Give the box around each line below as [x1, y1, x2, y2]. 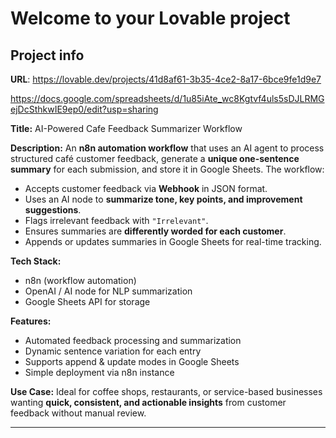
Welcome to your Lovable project [10, 7, 291, 30]
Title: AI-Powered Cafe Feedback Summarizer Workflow [10, 123, 243, 134]
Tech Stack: [10, 255, 62, 267]
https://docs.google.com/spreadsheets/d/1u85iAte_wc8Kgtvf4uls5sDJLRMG [10, 93, 325, 104]
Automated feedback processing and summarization [24, 335, 242, 346]
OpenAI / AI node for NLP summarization [24, 285, 193, 297]
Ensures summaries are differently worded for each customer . [24, 225, 287, 237]
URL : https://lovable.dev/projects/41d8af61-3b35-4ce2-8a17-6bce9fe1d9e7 [10, 73, 322, 85]
